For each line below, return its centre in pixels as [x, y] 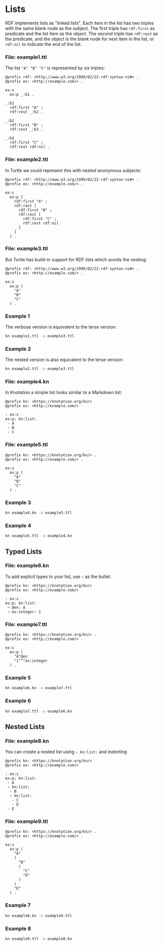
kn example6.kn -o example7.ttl [39, 688]
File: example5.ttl [27, 445]
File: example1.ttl [26, 57]
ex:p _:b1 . [22, 95]
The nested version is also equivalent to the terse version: [64, 360]
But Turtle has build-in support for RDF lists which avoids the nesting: [76, 259]
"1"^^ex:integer [31, 661]
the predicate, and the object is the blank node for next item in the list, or [80, 39]
